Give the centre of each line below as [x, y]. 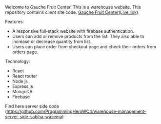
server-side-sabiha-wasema [34, 116]
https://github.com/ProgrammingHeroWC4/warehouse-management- [76, 111]
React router [25, 76]
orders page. [25, 52]
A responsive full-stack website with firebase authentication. [73, 31]
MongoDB [22, 92]
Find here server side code [32, 106]
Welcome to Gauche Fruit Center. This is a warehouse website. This [73, 7]
